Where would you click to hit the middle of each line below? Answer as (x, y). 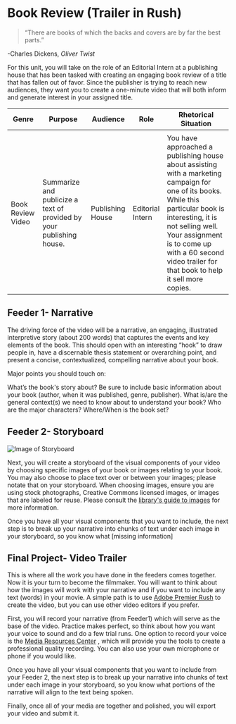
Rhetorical (196, 114)
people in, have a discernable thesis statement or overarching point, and (112, 352)
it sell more (185, 278)
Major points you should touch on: (57, 373)
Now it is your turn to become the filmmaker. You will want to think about (112, 582)
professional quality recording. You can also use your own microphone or (113, 649)
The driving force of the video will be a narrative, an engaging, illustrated (112, 330)
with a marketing (195, 173)
